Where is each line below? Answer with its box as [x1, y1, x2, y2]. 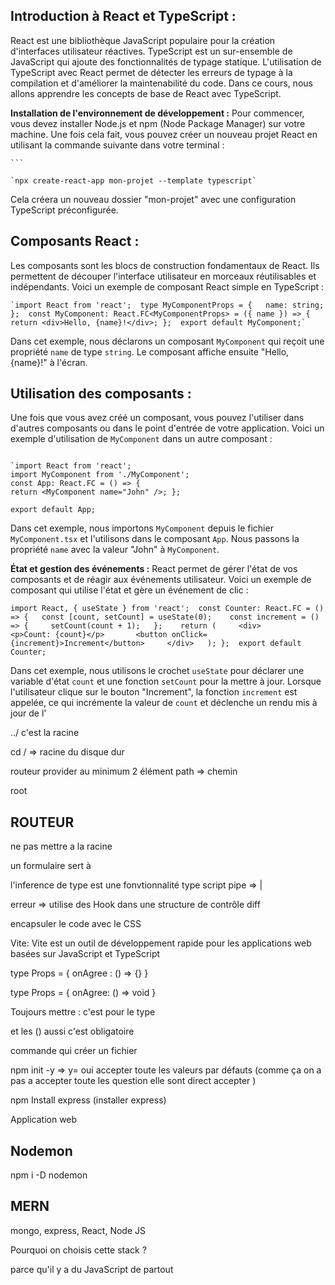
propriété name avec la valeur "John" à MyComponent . [10, 544, 220, 556]
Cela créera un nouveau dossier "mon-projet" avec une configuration [10, 193, 297, 205]
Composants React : [10, 233, 140, 250]
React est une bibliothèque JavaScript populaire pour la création [10, 34, 276, 46]
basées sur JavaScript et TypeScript [10, 948, 161, 960]
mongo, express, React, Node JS [10, 1224, 146, 1236]
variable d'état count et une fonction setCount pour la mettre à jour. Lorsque [10, 675, 322, 688]
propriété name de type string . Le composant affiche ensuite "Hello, [10, 345, 290, 358]
